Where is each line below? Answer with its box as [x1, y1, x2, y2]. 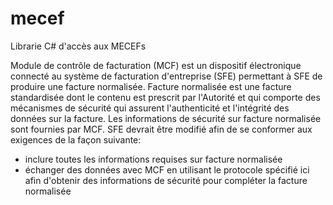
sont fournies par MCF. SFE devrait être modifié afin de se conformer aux [10, 123, 313, 135]
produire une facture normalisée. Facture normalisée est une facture [10, 80, 292, 92]
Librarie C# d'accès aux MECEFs [10, 40, 147, 52]
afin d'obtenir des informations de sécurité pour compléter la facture [24, 174, 308, 186]
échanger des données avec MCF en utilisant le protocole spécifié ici [24, 163, 310, 176]
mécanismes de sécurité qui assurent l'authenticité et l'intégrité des [10, 102, 290, 114]
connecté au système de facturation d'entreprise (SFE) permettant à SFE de [10, 70, 323, 82]
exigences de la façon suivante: [10, 133, 142, 146]
